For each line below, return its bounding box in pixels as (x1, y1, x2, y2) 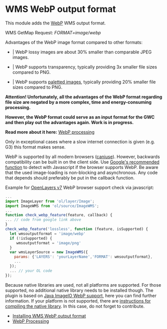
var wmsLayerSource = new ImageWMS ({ (9, 250, 88, 255)
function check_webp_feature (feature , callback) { (5, 213, 113, 218)
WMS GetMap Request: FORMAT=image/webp (5, 29, 101, 35)
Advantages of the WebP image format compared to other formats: (5, 39, 143, 45)
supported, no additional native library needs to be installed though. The (5, 287, 154, 293)
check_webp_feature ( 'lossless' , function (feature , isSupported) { (5, 227, 149, 232)
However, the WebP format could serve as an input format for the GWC (5, 114, 155, 120)
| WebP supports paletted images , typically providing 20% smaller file (12, 79, 156, 85)
